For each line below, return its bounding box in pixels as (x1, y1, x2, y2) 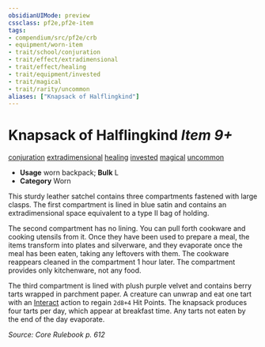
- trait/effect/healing (8, 63, 87, 71)
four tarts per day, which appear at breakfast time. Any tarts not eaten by (8, 306, 247, 316)
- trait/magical (8, 77, 62, 85)
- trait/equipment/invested (8, 70, 101, 78)
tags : (8, 26, 26, 34)
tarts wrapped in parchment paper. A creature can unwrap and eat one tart (8, 289, 252, 299)
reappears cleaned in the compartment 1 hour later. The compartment (8, 258, 236, 267)
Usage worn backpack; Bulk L (19, 168, 119, 178)
